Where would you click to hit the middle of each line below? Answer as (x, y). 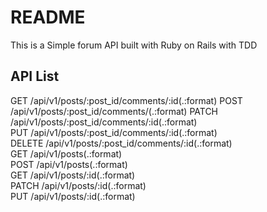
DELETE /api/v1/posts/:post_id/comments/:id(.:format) (121, 143)
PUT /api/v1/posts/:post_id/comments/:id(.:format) (114, 132)
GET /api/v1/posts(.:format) (66, 153)
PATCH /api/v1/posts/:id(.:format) (78, 185)
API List (35, 76)
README (48, 17)
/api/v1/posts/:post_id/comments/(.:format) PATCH (114, 111)
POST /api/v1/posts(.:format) (69, 164)
